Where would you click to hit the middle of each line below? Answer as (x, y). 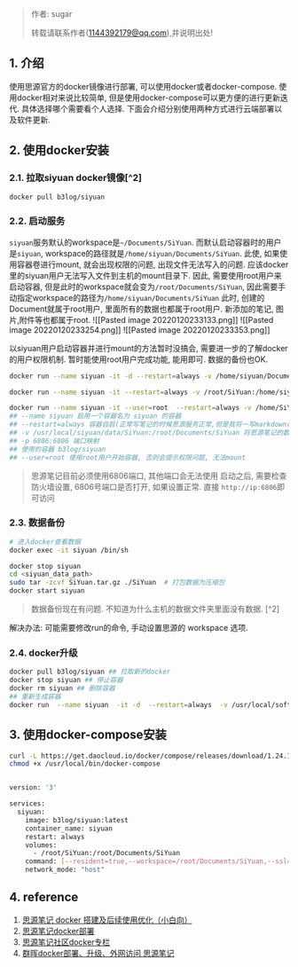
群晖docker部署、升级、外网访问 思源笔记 (98, 953)
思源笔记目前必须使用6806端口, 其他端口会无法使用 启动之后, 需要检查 (159, 476)
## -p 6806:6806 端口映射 (55, 441)
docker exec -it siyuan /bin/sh (69, 550)
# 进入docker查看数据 (45, 542)
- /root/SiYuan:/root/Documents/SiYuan (106, 853)
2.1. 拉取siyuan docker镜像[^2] (75, 178)
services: (27, 804)
